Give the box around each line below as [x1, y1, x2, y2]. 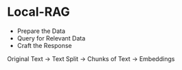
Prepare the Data [16, 27, 66, 35]
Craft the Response [16, 41, 72, 49]
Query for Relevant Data [16, 34, 86, 42]
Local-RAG [7, 4, 70, 20]
